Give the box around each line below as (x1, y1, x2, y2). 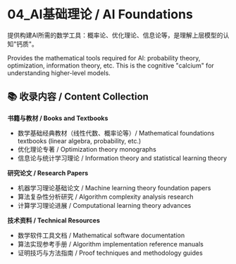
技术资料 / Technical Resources (7, 216, 101, 225)
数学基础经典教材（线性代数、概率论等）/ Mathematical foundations (17, 128, 215, 137)
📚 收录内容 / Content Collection (7, 91, 149, 103)
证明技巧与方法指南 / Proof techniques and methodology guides (17, 249, 203, 257)
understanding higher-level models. (7, 68, 111, 77)
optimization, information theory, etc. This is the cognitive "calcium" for (7, 61, 215, 70)
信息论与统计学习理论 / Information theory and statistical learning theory (17, 154, 228, 162)
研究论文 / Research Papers (7, 169, 89, 177)
